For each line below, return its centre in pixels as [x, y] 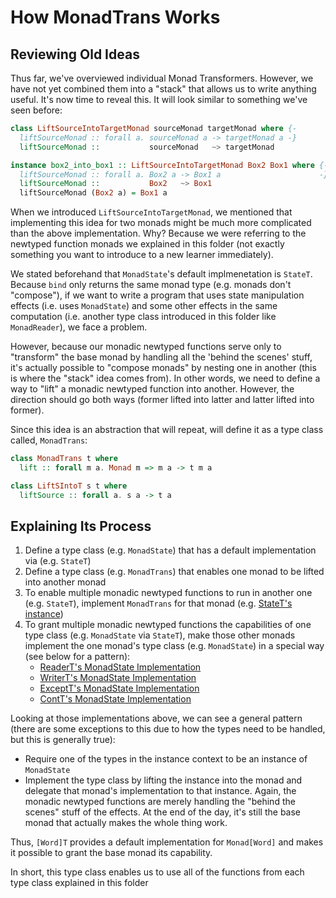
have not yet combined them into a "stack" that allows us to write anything [163, 89]
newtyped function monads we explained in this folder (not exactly [147, 244]
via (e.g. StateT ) [58, 561]
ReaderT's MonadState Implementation [120, 667]
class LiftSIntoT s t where [69, 486]
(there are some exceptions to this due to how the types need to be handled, [168, 729]
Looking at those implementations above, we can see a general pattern [156, 718]
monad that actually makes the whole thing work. [126, 823]
